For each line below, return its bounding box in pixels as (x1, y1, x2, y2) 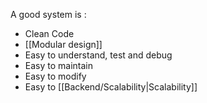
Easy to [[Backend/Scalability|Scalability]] (24, 81, 198, 93)
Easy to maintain (24, 60, 94, 71)
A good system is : (10, 9, 87, 20)
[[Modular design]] (24, 39, 103, 50)
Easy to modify (24, 70, 87, 82)
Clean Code (24, 28, 75, 39)
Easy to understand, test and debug (24, 49, 173, 61)
